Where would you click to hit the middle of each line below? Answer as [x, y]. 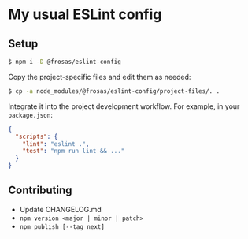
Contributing [40, 190]
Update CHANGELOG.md [61, 209]
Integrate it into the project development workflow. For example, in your [124, 106]
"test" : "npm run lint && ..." [74, 151]
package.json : [30, 114]
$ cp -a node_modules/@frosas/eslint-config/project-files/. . [114, 91]
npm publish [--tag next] [62, 226]
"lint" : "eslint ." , [56, 144]
